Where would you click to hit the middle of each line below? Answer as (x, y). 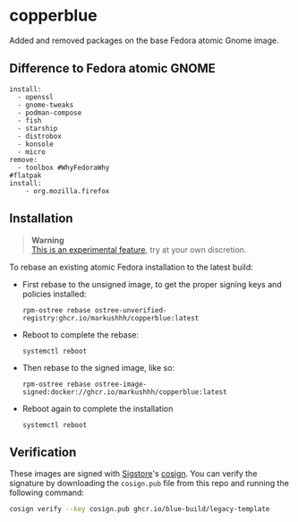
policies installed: (54, 294)
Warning (47, 240)
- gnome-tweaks (46, 105)
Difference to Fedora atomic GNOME (113, 68)
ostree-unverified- (131, 310)
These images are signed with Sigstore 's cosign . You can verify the (133, 474)
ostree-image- (121, 384)
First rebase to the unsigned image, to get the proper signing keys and (152, 284)
